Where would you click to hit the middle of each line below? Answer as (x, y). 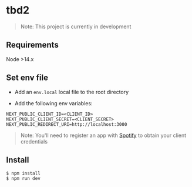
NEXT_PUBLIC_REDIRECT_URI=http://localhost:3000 (67, 124)
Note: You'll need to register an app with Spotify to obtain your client (103, 135)
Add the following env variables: (53, 103)
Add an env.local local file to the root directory (72, 92)
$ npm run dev (23, 179)
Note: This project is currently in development (76, 26)
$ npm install (23, 173)
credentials (34, 141)
